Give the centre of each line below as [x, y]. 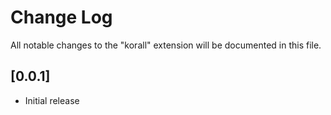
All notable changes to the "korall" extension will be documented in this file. [166, 45]
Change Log [61, 17]
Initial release [52, 100]
